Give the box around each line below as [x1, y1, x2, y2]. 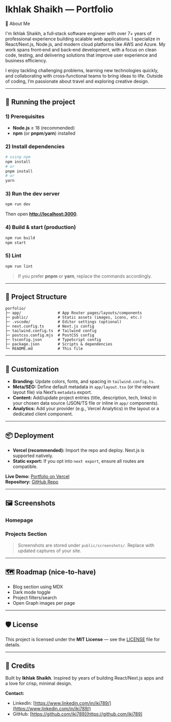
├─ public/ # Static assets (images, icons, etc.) [5, 315, 142, 320]
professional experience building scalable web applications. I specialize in [5, 36, 160, 42]
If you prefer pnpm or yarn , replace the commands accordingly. [17, 273, 152, 279]
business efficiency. [5, 57, 47, 63]
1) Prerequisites [5, 113, 45, 120]
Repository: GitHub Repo [5, 479, 59, 485]
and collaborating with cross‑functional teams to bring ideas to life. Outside [5, 72, 163, 79]
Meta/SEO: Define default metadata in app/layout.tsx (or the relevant [12, 384, 160, 390]
